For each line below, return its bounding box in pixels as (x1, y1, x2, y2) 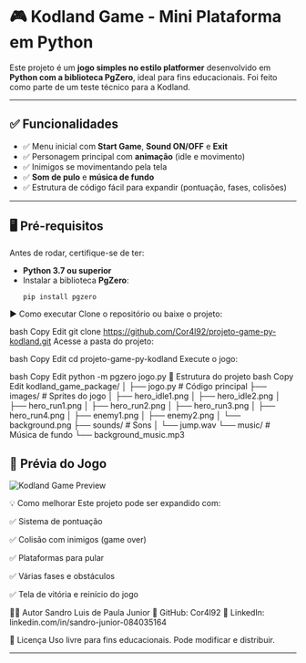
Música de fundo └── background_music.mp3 (9, 430, 185, 440)
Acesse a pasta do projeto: (53, 336, 155, 347)
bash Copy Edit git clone (9, 326, 102, 337)
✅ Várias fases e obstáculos (9, 571, 116, 582)
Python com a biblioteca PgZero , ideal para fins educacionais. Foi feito (9, 71, 278, 82)
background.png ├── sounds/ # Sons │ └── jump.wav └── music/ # (9, 420, 270, 430)
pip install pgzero (22, 292, 97, 301)
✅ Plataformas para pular (9, 553, 105, 564)
